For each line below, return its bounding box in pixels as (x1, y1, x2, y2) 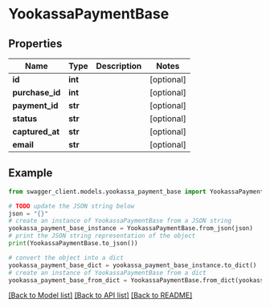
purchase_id (12, 87, 61, 98)
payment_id (12, 100, 59, 111)
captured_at (12, 126, 60, 137)
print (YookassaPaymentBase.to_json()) (8, 240, 138, 248)
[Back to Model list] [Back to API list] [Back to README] (8, 290, 193, 301)
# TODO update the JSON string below (8, 202, 135, 210)
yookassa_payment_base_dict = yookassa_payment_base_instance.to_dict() (8, 261, 257, 269)
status (12, 113, 38, 124)
